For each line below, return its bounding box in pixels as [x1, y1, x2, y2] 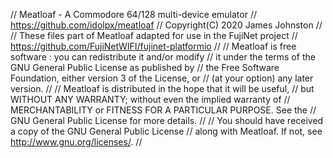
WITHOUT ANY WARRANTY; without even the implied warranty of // [10, 94, 291, 105]
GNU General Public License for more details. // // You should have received [10, 115, 324, 126]
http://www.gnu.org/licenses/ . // [10, 136, 143, 148]
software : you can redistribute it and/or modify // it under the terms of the [10, 51, 316, 63]
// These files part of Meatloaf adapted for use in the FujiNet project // [10, 30, 298, 41]
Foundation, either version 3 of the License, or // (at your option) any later [10, 72, 314, 84]
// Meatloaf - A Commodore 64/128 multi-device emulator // [10, 9, 257, 20]
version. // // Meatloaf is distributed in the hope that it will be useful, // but [10, 83, 315, 94]
